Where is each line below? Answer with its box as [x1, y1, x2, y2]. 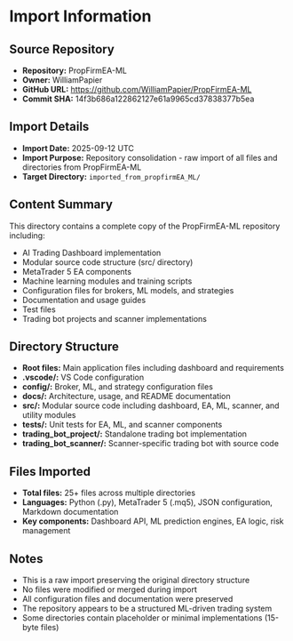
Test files [21, 304, 56, 315]
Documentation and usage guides [21, 294, 146, 305]
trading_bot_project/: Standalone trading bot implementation [21, 429, 247, 439]
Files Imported [9, 464, 91, 479]
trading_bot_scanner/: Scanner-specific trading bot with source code [21, 438, 280, 449]
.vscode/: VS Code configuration [21, 372, 145, 383]
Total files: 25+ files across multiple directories [21, 487, 196, 499]
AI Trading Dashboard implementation [21, 247, 162, 258]
